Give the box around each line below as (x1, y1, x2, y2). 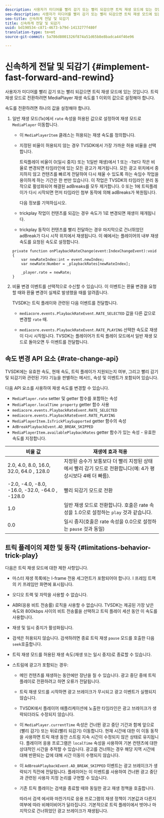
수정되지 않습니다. (40, 712, 75, 717)
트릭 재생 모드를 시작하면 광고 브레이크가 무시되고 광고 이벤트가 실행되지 (19, 689, 157, 695)
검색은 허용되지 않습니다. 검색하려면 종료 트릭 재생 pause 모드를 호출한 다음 (12, 635, 155, 641)
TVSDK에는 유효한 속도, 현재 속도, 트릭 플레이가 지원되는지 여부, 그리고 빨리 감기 (5, 368, 159, 374)
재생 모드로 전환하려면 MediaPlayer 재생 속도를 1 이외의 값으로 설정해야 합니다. (5, 95, 155, 101)
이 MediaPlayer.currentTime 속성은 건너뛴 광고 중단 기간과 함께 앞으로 (19, 722, 155, 728)
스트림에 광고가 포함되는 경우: (12, 662, 69, 668)
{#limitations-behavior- (77, 544, 151, 552)
